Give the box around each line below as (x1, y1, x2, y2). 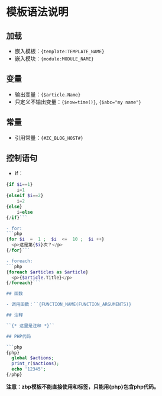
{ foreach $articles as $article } (6, 269, 89, 275)
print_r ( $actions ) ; (11, 360, 60, 367)
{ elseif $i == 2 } (6, 193, 44, 199)
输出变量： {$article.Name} (14, 91, 81, 98)
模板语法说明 (6, 5, 69, 19)
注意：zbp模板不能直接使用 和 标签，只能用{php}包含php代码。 (6, 383, 160, 390)
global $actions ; (11, 355, 54, 361)
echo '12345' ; (11, 366, 46, 372)
